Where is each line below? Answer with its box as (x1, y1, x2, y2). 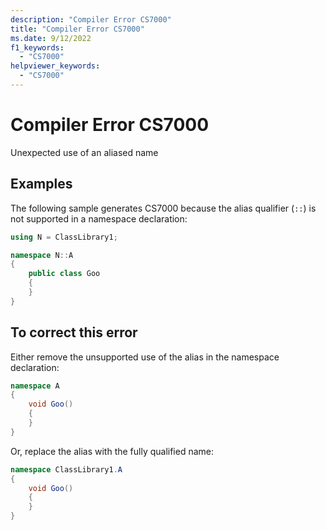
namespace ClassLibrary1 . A (10, 464, 123, 475)
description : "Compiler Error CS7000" (10, 14, 172, 25)
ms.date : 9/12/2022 (10, 33, 92, 43)
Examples (10, 176, 73, 193)
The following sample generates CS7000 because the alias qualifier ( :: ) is (10, 202, 317, 214)
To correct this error (10, 324, 138, 341)
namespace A (10, 381, 60, 391)
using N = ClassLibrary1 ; (10, 232, 118, 242)
